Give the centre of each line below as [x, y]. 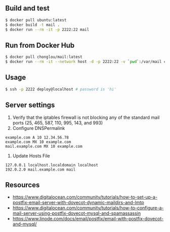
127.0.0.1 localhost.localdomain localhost [52, 165]
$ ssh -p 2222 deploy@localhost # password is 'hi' [61, 89]
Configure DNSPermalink [39, 128]
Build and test [27, 8]
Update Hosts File [31, 156]
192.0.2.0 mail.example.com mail [40, 170]
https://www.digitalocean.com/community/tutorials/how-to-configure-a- [88, 208]
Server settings [30, 105]
